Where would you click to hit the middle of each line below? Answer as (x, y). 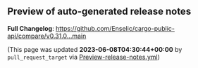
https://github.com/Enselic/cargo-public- (115, 28)
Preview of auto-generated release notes (99, 12)
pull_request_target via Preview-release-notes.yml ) (84, 57)
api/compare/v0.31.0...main (47, 36)
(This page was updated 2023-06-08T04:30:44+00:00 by (95, 49)
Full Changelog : (31, 28)
